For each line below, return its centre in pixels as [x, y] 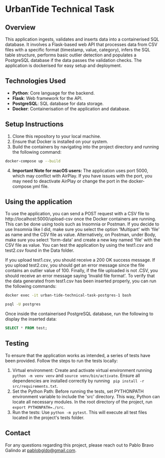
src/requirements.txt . [35, 386]
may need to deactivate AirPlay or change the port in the [70, 181]
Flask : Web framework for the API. [47, 98]
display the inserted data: [31, 319]
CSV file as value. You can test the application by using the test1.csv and [79, 245]
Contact [18, 433]
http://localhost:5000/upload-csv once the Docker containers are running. [81, 219]
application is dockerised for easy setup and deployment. [63, 66]
